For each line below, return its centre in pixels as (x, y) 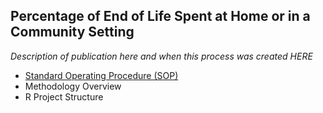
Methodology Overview (73, 86)
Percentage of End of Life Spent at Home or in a (160, 16)
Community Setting (72, 32)
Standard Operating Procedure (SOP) (101, 75)
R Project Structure (64, 96)
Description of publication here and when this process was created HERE (161, 56)
